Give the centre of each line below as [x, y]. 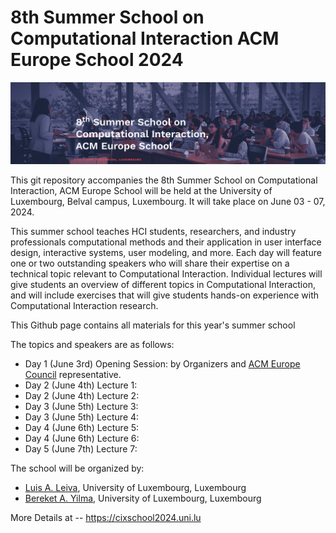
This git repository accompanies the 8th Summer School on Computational [164, 180]
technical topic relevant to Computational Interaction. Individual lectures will [166, 274]
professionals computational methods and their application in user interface [166, 242]
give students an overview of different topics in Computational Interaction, [163, 285]
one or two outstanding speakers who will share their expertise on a [150, 263]
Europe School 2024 [97, 60]
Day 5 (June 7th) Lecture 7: [81, 449]
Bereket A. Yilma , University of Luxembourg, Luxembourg [143, 498]
